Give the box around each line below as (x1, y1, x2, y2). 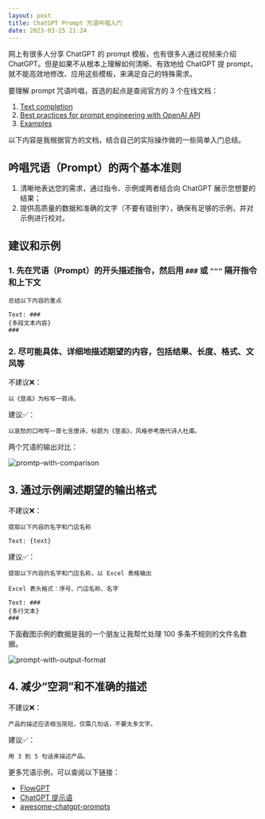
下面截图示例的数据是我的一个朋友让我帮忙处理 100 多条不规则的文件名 (8, 629, 240, 638)
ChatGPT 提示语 (19, 793, 73, 802)
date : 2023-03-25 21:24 (8, 26, 88, 34)
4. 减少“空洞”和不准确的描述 (8, 680, 147, 693)
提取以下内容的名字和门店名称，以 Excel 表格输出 (8, 569, 152, 577)
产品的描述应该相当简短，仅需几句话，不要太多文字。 (8, 720, 157, 728)
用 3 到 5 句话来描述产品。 (8, 752, 89, 760)
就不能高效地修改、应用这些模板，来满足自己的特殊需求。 (8, 69, 197, 79)
